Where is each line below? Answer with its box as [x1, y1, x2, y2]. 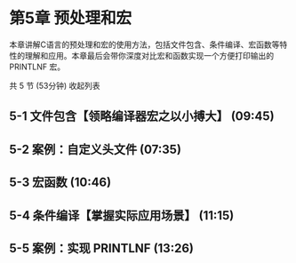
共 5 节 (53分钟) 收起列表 [9, 80, 100, 91]
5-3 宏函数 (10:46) [9, 175, 112, 190]
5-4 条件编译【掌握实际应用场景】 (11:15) [9, 208, 235, 223]
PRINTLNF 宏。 [9, 61, 65, 72]
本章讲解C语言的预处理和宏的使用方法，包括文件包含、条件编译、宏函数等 [9, 39, 280, 50]
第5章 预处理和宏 [9, 8, 132, 28]
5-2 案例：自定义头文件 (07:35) [9, 141, 182, 156]
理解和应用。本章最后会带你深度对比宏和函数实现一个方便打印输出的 [24, 50, 274, 60]
